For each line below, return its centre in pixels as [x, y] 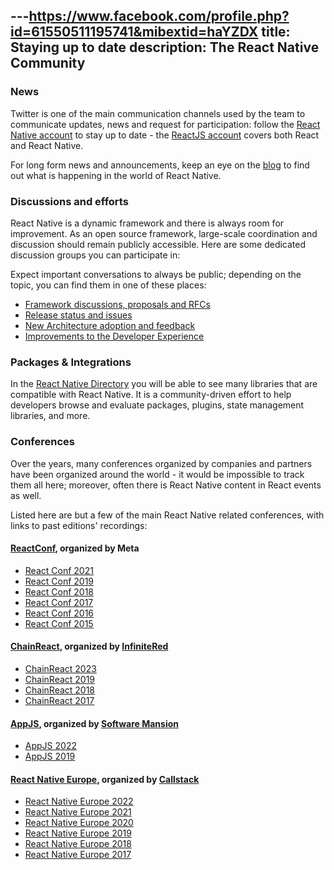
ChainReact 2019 [60, 679]
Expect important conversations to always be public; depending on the [156, 274]
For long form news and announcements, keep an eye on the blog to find [160, 165]
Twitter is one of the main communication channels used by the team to [158, 113]
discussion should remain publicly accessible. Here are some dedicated [158, 244]
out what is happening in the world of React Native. [116, 175]
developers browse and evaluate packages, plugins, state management [157, 405]
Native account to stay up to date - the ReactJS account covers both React [165, 135]
